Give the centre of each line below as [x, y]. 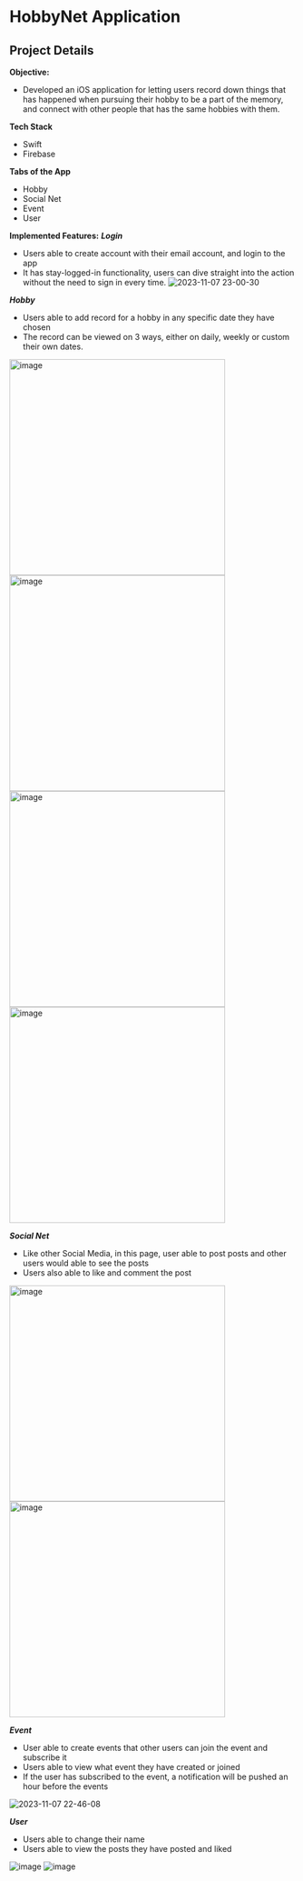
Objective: [29, 72]
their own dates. [53, 346]
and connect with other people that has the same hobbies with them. [151, 109]
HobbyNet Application [95, 17]
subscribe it [44, 1757]
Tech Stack [31, 126]
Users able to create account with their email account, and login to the [154, 253]
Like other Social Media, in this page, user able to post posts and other [155, 1253]
